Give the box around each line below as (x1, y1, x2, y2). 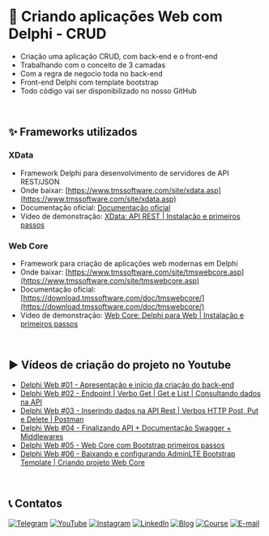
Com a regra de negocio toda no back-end (19, 68, 163, 78)
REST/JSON (19, 176, 60, 186)
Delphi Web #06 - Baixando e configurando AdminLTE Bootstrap (19, 448, 236, 458)
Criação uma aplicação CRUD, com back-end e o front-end (19, 51, 218, 61)
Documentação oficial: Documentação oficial (19, 202, 171, 212)
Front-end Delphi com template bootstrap (19, 77, 160, 87)
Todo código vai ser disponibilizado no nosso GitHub (19, 85, 197, 96)
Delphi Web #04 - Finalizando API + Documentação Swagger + (19, 422, 232, 433)
